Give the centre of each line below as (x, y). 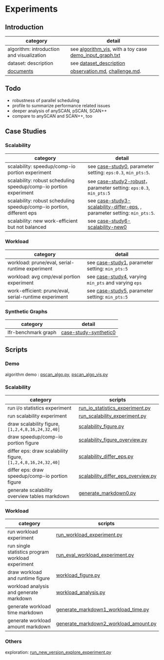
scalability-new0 (107, 227)
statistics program (28, 552)
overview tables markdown (39, 496)
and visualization (27, 55)
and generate (23, 592)
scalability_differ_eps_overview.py (118, 476)
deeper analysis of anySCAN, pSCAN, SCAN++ (60, 111)
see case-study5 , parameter (120, 291)
